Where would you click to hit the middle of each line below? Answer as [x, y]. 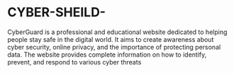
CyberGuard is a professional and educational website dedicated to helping [117, 32]
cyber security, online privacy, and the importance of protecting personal [114, 47]
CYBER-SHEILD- [57, 12]
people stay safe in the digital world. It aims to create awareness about [111, 39]
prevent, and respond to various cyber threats [74, 62]
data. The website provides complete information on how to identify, [107, 55]
